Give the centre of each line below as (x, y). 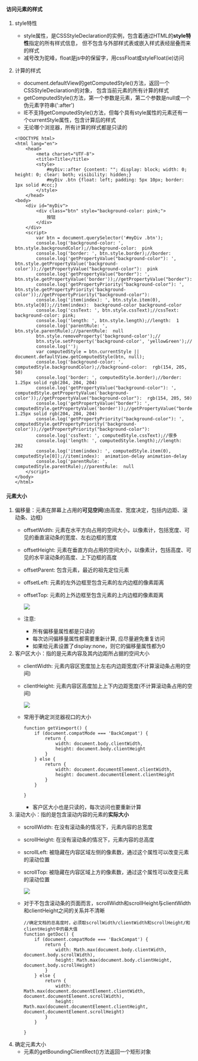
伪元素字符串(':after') (49, 105)
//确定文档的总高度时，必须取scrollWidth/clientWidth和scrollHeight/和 (107, 923)
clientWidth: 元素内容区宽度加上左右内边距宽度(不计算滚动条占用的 (105, 666)
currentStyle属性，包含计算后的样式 (72, 120)
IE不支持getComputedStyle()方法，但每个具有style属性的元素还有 (103, 113)
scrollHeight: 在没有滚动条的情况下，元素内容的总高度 (89, 840)
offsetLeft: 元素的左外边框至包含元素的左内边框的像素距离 (94, 583)
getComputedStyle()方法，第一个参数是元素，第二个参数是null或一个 (107, 98)
